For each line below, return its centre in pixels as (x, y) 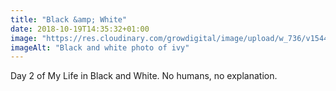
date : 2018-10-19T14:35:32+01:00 (80, 29)
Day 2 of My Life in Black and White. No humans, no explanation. (144, 76)
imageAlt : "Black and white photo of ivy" (100, 47)
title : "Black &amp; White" (69, 19)
